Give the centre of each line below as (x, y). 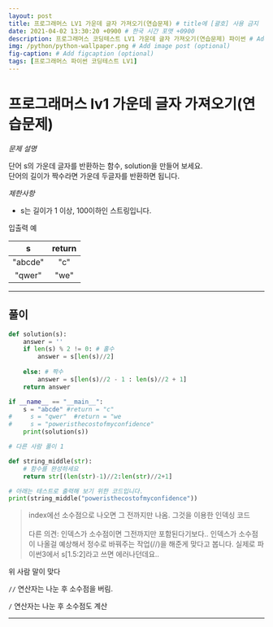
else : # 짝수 (43, 372)
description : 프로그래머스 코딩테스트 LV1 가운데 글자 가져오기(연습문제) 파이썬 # (131, 39)
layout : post (30, 16)
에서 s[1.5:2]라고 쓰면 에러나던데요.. (103, 555)
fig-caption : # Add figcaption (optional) (81, 54)
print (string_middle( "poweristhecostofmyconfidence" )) (103, 499)
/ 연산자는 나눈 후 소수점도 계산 (58, 606)
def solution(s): (38, 334)
